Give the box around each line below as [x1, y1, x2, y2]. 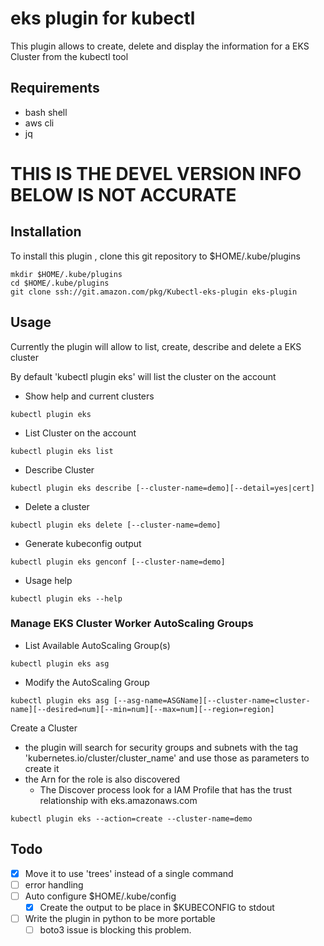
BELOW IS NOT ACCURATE [10, 183, 237, 206]
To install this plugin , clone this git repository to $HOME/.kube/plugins [10, 250, 301, 262]
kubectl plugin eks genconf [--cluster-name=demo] [10, 557, 226, 567]
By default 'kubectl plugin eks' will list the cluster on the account [10, 370, 277, 382]
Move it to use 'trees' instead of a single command [24, 867, 234, 879]
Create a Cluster [10, 722, 78, 734]
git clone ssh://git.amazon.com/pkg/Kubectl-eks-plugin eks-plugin [10, 287, 298, 297]
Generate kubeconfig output [24, 537, 142, 549]
